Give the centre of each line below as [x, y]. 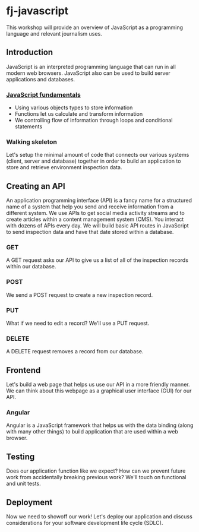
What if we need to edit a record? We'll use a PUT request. [78, 323]
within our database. [31, 267]
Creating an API [36, 186]
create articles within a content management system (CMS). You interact [95, 219]
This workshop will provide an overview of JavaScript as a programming [94, 27]
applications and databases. [41, 79]
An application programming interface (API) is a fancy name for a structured [99, 201]
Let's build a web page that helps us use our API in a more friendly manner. [98, 385]
